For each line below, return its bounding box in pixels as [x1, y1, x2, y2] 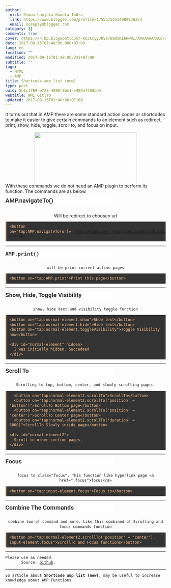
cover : [5, 36, 19, 41]
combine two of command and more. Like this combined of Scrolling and [8, 519, 163, 524]
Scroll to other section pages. [14, 437, 83, 442]
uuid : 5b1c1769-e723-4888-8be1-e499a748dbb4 [5, 88, 101, 93]
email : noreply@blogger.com [10, 21, 70, 27]
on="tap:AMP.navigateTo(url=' [9, 229, 74, 234]
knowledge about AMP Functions [5, 578, 72, 583]
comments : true [5, 31, 38, 36]
